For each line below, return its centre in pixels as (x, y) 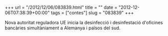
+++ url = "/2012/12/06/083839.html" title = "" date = (61, 7)
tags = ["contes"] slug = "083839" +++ (92, 13)
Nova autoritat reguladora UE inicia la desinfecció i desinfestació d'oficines (84, 23)
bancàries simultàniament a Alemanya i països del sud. (63, 28)
